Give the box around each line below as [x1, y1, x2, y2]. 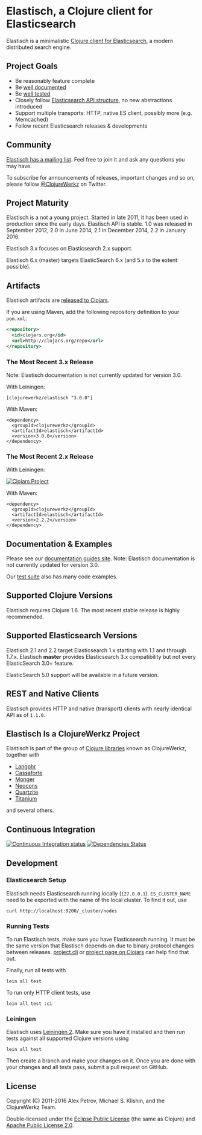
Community [6, 140, 52, 150]
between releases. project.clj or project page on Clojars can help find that [6, 949, 189, 956]
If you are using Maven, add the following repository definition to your [6, 309, 180, 316]
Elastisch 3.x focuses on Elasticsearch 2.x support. [6, 245, 133, 252]
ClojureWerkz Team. [6, 1104, 57, 1111]
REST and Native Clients [6, 689, 99, 699]
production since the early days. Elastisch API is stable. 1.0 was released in [6, 220, 192, 227]
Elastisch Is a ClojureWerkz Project [6, 728, 140, 739]
